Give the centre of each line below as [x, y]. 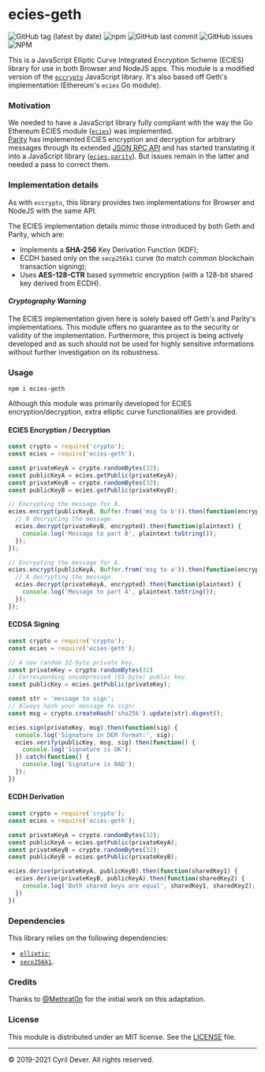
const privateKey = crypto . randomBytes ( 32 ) [81, 670]
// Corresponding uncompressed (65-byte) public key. [99, 677]
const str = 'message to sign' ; [61, 699]
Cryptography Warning [47, 301]
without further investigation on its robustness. [84, 352]
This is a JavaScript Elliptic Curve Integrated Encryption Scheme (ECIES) [126, 60]
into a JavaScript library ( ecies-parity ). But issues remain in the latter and [129, 156]
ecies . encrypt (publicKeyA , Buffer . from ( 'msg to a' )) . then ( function [121, 570]
